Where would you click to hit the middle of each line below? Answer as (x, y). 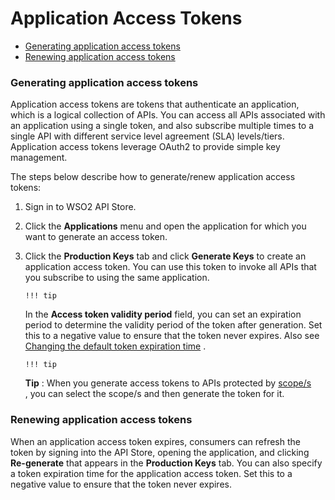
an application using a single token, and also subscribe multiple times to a (162, 126)
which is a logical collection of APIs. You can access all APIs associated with (168, 115)
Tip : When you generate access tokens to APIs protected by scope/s (168, 383)
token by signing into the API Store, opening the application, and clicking (160, 452)
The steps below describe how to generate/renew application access (153, 177)
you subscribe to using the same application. (117, 278)
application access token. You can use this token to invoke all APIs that (170, 267)
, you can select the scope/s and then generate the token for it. (154, 394)
